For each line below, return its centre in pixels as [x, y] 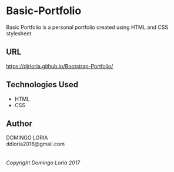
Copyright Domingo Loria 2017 [43, 163]
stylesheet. [20, 33]
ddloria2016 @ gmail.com [36, 144]
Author [19, 123]
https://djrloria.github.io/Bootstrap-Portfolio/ [60, 66]
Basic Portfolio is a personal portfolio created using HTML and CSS [87, 27]
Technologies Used [42, 85]
